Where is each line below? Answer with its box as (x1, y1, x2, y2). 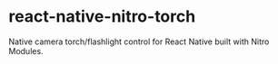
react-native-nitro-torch (8, 6, 196, 27)
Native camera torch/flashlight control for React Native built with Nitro (8, 36, 270, 47)
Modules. (8, 45, 44, 56)
